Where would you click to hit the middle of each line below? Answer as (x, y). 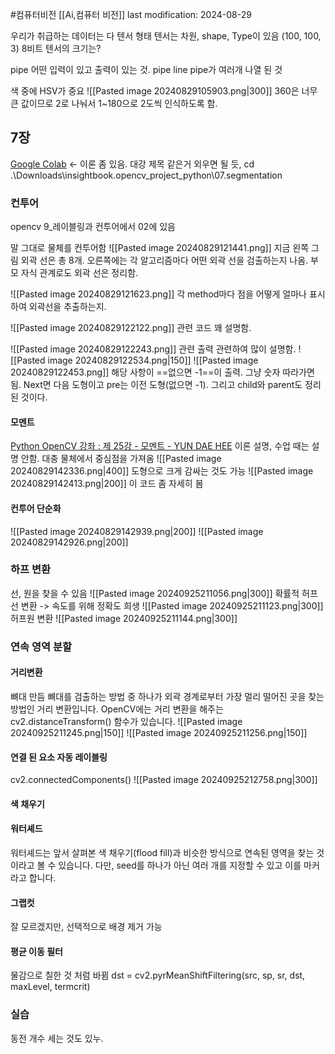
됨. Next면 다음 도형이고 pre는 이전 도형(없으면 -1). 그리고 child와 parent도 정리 (166, 385)
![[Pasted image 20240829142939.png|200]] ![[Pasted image (137, 531)
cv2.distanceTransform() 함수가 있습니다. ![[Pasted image (126, 721)
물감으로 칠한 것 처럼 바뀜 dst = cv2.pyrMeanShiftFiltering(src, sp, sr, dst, (158, 975)
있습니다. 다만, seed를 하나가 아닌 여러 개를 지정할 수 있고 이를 (180, 865)
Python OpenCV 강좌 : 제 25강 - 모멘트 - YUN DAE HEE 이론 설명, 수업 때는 (160, 446)
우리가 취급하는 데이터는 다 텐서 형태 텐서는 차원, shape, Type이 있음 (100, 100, (166, 36)
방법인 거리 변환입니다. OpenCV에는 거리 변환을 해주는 (117, 709)
